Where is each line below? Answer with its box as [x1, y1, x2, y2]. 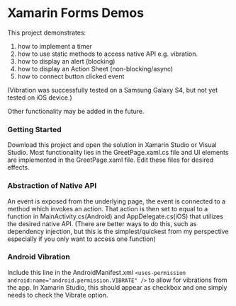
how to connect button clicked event [17, 72, 125, 81]
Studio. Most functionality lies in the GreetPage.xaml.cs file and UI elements [7, 148, 229, 157]
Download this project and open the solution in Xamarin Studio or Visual [7, 141, 217, 149]
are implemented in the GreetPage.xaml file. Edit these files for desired [7, 155, 214, 164]
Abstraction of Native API [7, 181, 97, 191]
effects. [7, 163, 30, 172]
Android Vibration [7, 252, 71, 262]
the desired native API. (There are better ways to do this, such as [7, 219, 197, 228]
